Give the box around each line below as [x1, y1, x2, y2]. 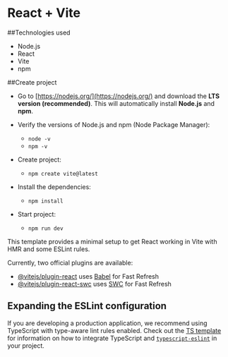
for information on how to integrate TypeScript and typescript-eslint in [7, 334, 217, 342]
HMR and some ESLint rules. [7, 245, 90, 253]
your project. [7, 341, 44, 350]
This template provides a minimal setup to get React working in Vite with [7, 237, 217, 246]
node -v [28, 135, 51, 143]
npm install [28, 198, 64, 205]
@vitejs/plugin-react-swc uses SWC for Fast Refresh [17, 279, 172, 288]
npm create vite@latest [28, 170, 99, 177]
